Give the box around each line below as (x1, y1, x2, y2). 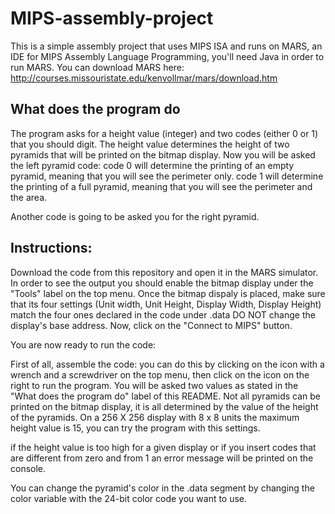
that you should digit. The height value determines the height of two (10, 138, 290, 150)
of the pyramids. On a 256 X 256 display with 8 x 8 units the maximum (10, 411, 300, 423)
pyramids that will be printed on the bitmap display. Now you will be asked (10, 148, 316, 161)
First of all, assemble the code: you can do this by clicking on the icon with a (10, 358, 325, 370)
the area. (10, 191, 48, 203)
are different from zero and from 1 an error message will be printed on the (10, 452, 314, 464)
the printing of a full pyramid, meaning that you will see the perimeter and (10, 180, 313, 192)
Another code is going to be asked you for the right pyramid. (10, 210, 260, 222)
